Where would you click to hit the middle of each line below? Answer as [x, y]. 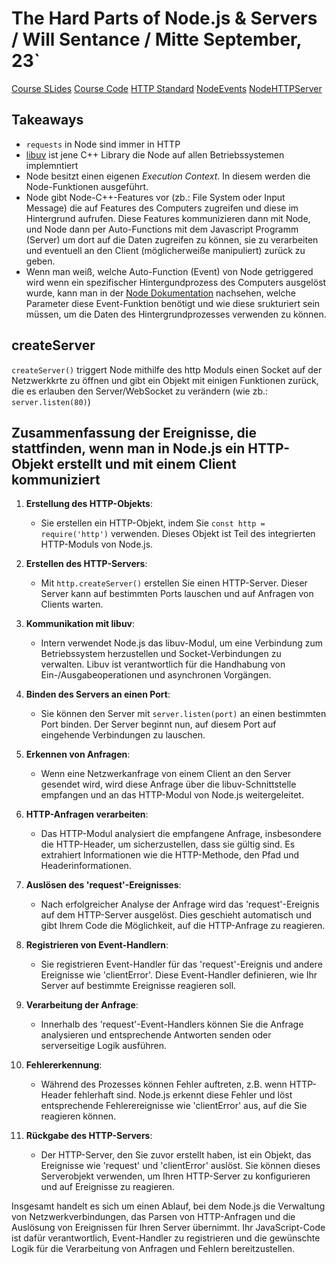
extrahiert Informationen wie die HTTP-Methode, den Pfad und [170, 855]
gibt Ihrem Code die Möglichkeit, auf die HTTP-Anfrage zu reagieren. [183, 926]
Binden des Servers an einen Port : [98, 694]
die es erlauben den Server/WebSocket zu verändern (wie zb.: [140, 391]
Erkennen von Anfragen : [78, 754]
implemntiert [52, 165]
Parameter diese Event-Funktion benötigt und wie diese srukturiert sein [173, 303]
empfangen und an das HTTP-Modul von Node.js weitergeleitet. [172, 795]
